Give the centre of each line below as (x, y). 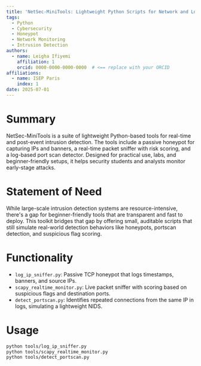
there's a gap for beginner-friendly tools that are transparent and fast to (95, 214)
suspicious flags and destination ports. (63, 293)
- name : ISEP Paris (36, 78)
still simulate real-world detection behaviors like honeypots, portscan (91, 227)
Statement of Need (54, 191)
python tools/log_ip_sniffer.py (46, 346)
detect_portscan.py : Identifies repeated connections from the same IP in (104, 300)
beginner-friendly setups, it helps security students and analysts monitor (96, 161)
